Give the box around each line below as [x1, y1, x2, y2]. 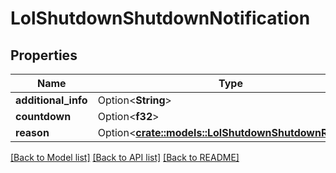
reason [15, 126, 50, 139]
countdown [15, 110, 72, 123]
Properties [10, 47, 78, 64]
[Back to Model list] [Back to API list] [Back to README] [10, 152, 240, 163]
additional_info [15, 93, 88, 107]
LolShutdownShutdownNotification [10, 7, 311, 30]
